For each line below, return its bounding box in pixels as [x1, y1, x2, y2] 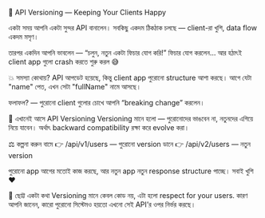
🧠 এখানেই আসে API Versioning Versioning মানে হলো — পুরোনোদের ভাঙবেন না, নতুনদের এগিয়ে [8, 114, 254, 123]
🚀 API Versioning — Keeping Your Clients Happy [8, 8, 166, 17]
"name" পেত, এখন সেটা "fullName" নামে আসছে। [8, 82, 141, 91]
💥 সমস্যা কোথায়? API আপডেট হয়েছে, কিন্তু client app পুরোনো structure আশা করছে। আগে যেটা [8, 73, 252, 82]
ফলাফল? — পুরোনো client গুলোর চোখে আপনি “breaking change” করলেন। [8, 98, 205, 107]
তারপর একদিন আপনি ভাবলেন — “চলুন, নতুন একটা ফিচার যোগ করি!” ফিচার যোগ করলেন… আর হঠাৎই [8, 48, 242, 57]
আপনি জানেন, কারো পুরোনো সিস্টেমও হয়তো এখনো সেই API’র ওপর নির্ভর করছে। [8, 200, 196, 209]
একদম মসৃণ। [8, 32, 39, 42]
